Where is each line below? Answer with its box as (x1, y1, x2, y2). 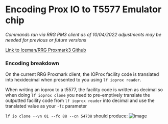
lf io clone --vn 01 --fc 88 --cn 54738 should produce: (5, 113, 128, 119)
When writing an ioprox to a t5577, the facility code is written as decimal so (5, 87, 163, 93)
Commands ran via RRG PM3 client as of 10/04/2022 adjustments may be (5, 31, 162, 37)
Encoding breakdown (5, 59, 60, 67)
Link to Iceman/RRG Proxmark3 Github (5, 47, 86, 53)
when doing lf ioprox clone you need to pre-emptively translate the (5, 92, 151, 98)
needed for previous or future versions (5, 37, 87, 43)
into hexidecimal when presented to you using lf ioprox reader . (5, 77, 141, 83)
